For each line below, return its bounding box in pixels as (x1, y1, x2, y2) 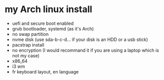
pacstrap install (12, 42, 45, 48)
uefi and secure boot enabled (12, 20, 74, 26)
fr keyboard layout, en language (12, 68, 79, 74)
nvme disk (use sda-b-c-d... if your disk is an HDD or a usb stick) (12, 36, 148, 43)
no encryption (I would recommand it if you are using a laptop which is (12, 47, 159, 53)
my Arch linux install (5, 4, 93, 15)
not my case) (12, 52, 40, 59)
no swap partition (12, 31, 49, 37)
